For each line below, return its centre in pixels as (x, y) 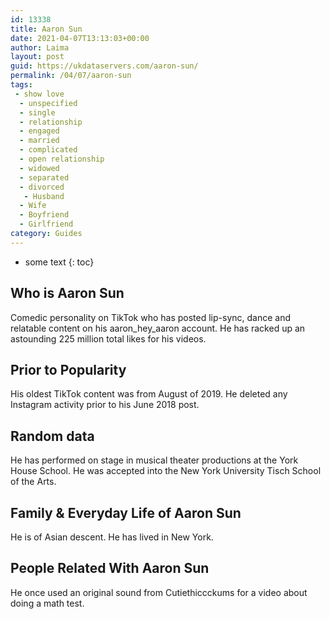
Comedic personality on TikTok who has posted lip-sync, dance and (150, 317)
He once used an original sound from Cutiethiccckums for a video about (159, 592)
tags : (21, 85)
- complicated (48, 150)
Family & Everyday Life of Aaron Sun (126, 512)
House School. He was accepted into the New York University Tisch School (166, 471)
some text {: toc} (59, 262)
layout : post (37, 57)
